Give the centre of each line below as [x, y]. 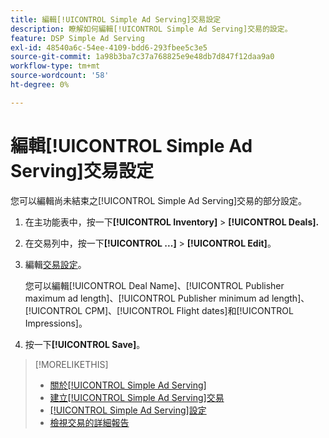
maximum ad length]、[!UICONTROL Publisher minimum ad [147, 298]
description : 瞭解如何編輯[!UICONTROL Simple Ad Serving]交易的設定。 [151, 29]
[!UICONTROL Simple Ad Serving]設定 [128, 410]
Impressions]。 [56, 323]
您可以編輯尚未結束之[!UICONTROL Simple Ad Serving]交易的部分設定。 [159, 200]
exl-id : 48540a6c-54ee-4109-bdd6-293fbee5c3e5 [109, 47]
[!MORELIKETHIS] [71, 364]
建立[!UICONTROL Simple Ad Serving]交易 [137, 397]
